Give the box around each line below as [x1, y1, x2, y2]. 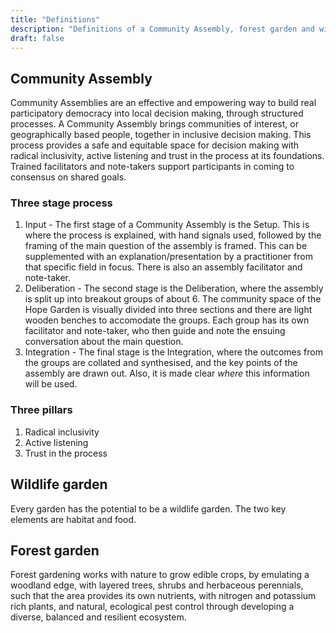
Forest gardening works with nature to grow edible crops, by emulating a [10, 569, 310, 581]
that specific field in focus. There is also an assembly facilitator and [24, 261, 303, 273]
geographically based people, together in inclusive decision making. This [10, 129, 312, 141]
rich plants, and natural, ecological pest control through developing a [10, 601, 295, 613]
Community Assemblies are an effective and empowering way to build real [10, 97, 317, 109]
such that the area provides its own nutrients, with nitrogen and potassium [10, 590, 317, 602]
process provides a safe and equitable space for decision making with [10, 139, 300, 151]
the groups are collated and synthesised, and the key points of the [24, 357, 298, 369]
